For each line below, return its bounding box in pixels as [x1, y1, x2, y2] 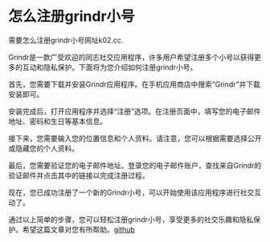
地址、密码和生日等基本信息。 [8, 116, 107, 126]
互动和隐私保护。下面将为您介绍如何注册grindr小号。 [22, 62, 198, 72]
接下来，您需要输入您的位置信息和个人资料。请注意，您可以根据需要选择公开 [8, 133, 262, 143]
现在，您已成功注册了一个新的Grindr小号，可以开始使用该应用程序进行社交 [8, 188, 255, 197]
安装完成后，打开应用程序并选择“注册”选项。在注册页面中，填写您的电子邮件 [8, 106, 261, 116]
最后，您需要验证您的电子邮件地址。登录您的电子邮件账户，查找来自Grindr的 [8, 160, 262, 170]
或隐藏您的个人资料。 [8, 143, 79, 153]
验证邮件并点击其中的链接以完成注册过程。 [8, 170, 149, 180]
